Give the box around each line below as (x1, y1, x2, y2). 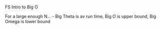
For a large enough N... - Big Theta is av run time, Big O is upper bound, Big (5, 14, 157, 19)
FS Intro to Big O (5, 4, 38, 10)
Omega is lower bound (5, 19, 51, 24)
